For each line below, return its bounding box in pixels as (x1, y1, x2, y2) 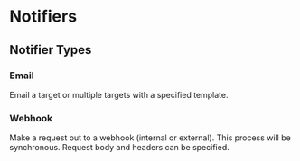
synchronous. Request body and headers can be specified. (9, 142, 230, 153)
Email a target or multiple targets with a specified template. (9, 89, 229, 100)
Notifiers (9, 6, 78, 27)
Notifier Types (9, 42, 92, 58)
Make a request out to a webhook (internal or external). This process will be (9, 132, 291, 143)
